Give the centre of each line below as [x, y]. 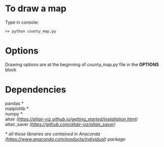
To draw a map [36, 9]
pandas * [14, 103]
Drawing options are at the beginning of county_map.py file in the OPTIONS [82, 64]
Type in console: [22, 22]
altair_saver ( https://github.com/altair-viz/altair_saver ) [61, 124]
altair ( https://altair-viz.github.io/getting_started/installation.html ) [72, 119]
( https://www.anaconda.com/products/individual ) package [65, 139]
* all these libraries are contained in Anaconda [53, 134]
